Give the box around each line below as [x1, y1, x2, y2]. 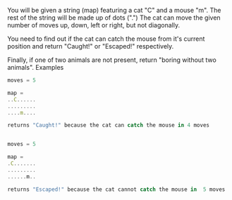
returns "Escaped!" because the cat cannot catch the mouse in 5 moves [7, 186, 226, 193]
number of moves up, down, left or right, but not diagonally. [7, 21, 181, 29]
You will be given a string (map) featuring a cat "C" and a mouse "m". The [7, 6, 221, 14]
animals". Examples [7, 63, 64, 71]
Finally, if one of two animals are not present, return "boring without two [7, 56, 216, 64]
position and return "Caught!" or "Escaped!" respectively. [7, 42, 174, 50]
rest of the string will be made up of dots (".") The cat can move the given [7, 13, 221, 22]
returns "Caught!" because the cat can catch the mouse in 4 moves [7, 122, 210, 129]
